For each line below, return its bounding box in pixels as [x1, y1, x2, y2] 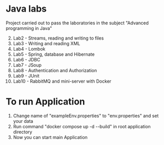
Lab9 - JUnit [13, 72, 39, 79]
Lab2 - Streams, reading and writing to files [13, 35, 104, 41]
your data [13, 118, 33, 124]
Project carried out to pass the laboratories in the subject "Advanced [6, 20, 149, 26]
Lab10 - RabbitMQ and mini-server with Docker [13, 78, 112, 84]
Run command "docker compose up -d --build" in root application [13, 123, 151, 129]
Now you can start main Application [13, 134, 88, 140]
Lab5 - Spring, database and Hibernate [13, 51, 95, 57]
